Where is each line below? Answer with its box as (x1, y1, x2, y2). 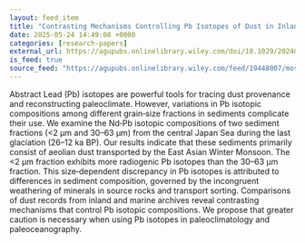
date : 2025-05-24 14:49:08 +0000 (9, 30, 136, 39)
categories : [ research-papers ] (9, 38, 128, 48)
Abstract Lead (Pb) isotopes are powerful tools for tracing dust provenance (9, 88, 290, 100)
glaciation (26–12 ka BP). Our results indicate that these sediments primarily (9, 137, 292, 148)
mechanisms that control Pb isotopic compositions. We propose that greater (9, 204, 294, 215)
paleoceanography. (9, 223, 82, 234)
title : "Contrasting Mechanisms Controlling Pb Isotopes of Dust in (9, 22, 274, 31)
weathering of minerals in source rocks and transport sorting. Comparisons (9, 185, 291, 196)
